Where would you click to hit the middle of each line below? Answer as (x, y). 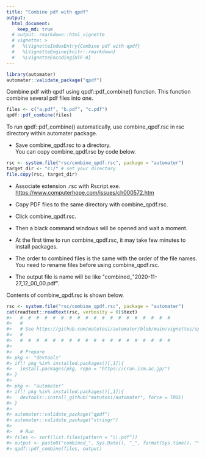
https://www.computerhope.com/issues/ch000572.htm (85, 192)
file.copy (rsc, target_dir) (42, 174)
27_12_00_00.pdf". (37, 283)
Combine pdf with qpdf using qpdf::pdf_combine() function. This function (99, 92)
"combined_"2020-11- (130, 277)
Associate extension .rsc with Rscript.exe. (68, 186)
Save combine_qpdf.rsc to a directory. (63, 145)
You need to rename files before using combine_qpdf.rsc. (87, 265)
